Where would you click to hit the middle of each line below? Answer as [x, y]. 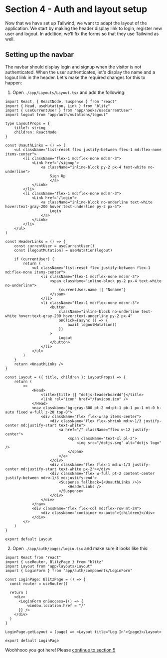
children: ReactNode [35, 132]
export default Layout [29, 539]
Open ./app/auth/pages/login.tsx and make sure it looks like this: [80, 548]
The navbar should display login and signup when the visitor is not [73, 66]
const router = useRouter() [39, 583]
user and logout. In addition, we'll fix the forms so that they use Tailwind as [82, 33]
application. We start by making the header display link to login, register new [84, 28]
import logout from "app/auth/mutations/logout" [57, 114]
